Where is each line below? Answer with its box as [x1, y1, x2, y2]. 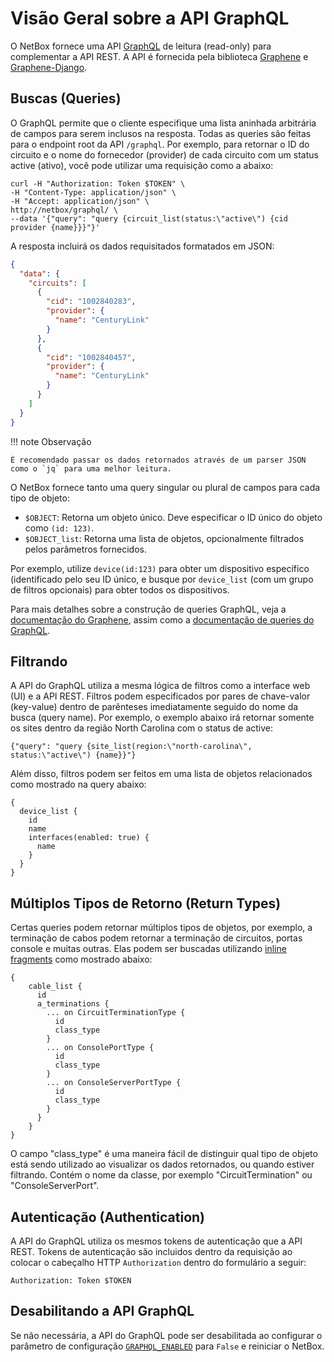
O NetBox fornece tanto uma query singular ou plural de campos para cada [10, 481, 321, 493]
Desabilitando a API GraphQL [10, 1303, 195, 1320]
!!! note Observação [10, 435, 92, 447]
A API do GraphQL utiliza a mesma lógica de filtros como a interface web [10, 680, 311, 692]
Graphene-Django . [10, 61, 88, 73]
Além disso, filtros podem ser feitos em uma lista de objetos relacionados [10, 768, 313, 780]
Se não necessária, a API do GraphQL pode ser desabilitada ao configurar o [10, 1329, 323, 1341]
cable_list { [28, 982, 83, 992]
